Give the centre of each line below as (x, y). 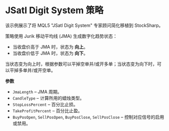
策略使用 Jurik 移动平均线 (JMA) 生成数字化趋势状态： (61, 36)
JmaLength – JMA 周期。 (37, 92)
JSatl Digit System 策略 (54, 10)
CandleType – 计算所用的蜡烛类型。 (48, 98)
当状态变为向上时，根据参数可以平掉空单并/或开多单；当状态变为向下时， (81, 64)
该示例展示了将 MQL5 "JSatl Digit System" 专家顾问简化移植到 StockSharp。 (84, 25)
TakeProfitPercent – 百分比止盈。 (47, 111)
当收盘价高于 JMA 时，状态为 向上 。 (50, 47)
